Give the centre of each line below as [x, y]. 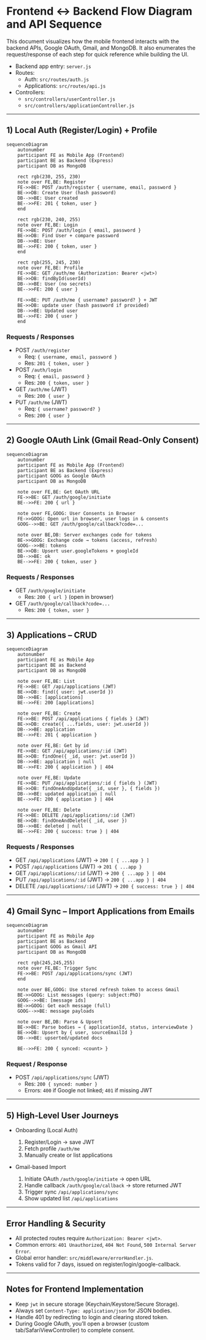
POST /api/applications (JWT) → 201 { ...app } [78, 867]
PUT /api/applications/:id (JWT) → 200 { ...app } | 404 [90, 880]
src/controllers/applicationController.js [79, 105]
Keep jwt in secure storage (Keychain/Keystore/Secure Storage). [97, 1304]
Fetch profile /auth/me [52, 1149]
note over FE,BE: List [46, 681]
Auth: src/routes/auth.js [57, 79]
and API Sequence [54, 24]
